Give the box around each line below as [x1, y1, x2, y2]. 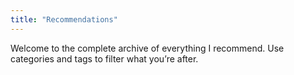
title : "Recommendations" [10, 14, 118, 25]
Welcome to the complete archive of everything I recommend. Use [10, 42, 285, 54]
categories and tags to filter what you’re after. [10, 52, 199, 65]
